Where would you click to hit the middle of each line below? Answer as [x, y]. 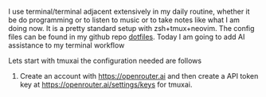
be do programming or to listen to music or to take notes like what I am [124, 20]
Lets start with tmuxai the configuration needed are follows [105, 60]
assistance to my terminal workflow [66, 45]
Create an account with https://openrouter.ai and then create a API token [139, 76]
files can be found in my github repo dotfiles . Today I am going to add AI [127, 37]
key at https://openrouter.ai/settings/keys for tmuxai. [106, 84]
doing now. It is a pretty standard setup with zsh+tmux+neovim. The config [131, 28]
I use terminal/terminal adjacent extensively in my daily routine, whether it [129, 12]
